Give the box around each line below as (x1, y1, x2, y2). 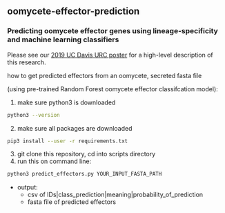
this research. (7, 58, 46, 66)
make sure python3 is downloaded (17, 98, 116, 106)
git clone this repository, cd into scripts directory (17, 150, 156, 158)
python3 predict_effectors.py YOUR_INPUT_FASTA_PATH (7, 171, 162, 178)
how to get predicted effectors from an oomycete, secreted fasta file (7, 71, 202, 80)
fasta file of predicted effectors (27, 198, 116, 206)
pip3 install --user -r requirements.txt (7, 138, 128, 145)
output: (17, 183, 38, 192)
